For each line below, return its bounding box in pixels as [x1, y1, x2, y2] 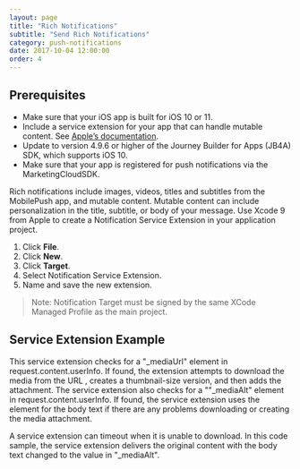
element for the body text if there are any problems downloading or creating [9, 404, 290, 414]
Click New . [21, 251, 64, 261]
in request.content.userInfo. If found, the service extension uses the [9, 394, 261, 405]
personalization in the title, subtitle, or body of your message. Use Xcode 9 [9, 205, 286, 216]
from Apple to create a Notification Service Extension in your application [9, 214, 276, 225]
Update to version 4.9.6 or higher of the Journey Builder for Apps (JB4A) [21, 140, 291, 150]
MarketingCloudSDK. [21, 168, 100, 179]
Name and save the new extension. [21, 279, 152, 290]
